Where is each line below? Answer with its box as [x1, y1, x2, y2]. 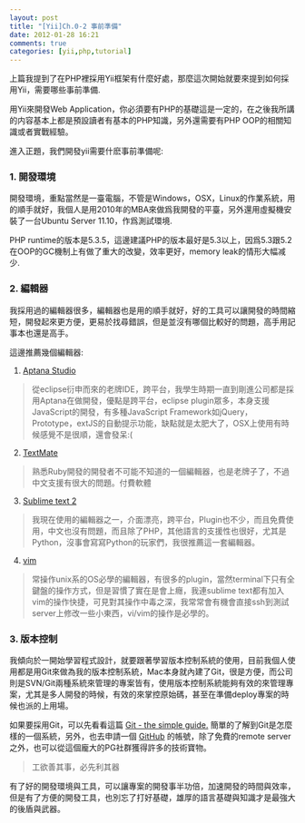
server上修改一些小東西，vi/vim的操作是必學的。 [31, 607, 214, 618]
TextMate [22, 446, 59, 458]
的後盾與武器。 [9, 804, 65, 815]
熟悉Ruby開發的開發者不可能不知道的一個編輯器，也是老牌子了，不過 [31, 465, 290, 476]
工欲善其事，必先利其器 [31, 761, 120, 772]
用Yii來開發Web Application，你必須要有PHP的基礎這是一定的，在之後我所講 [9, 103, 295, 114]
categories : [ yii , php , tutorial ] [9, 47, 132, 56]
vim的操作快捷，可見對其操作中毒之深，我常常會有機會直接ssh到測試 [31, 596, 290, 607]
